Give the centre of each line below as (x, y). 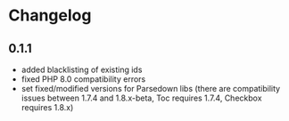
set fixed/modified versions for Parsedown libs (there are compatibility (151, 89)
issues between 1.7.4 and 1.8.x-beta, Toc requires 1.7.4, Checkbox (141, 98)
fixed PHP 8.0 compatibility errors (83, 79)
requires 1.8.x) (47, 107)
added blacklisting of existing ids (82, 69)
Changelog (50, 16)
